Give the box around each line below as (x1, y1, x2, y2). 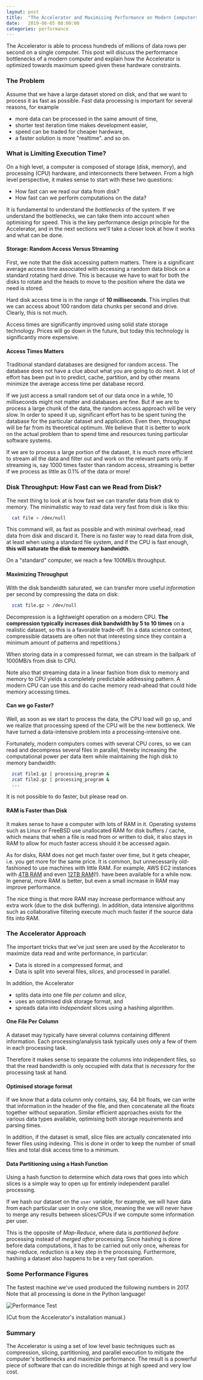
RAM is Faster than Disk (6, 807, 68, 814)
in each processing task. (6, 1044, 68, 1052)
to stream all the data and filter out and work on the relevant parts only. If (6, 455, 188, 463)
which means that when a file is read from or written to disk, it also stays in (6, 833, 193, 841)
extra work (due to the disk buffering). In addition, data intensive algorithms (6, 902, 195, 909)
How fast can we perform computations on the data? (14, 194, 147, 201)
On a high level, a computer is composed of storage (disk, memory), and (6, 163, 187, 170)
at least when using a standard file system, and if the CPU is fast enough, (6, 539, 189, 546)
